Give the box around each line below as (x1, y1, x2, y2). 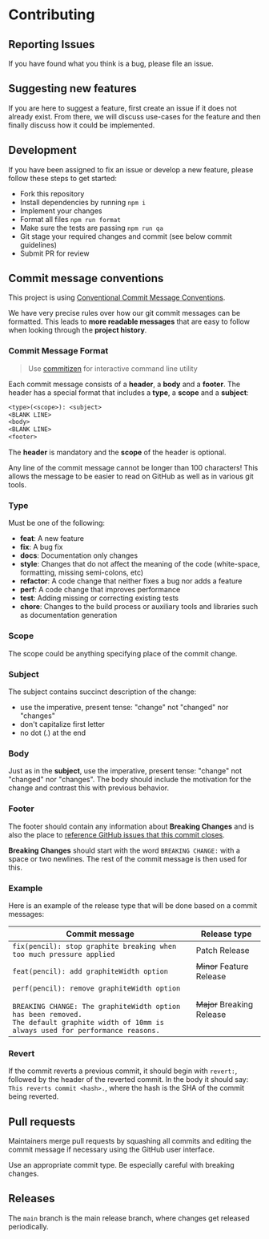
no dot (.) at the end (19, 728, 86, 737)
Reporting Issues (8, 38, 95, 51)
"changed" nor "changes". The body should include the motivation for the (8, 775, 251, 785)
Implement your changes (19, 206, 102, 216)
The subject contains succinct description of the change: (8, 687, 197, 696)
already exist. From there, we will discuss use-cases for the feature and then (8, 111, 261, 121)
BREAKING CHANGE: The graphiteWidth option (12, 1002, 181, 1011)
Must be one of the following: (8, 519, 106, 528)
